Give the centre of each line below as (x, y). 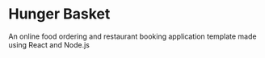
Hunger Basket (59, 14)
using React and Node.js (49, 44)
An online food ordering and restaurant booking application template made (132, 36)
